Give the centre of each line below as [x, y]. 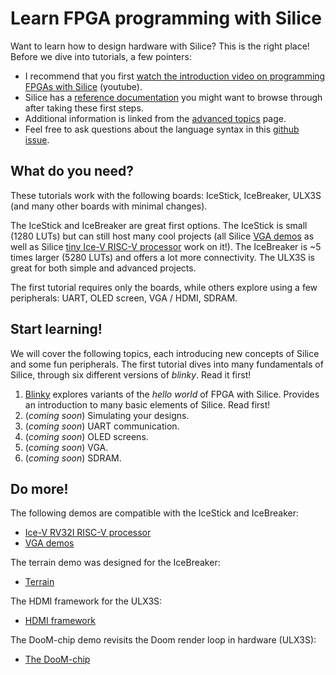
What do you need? [72, 171]
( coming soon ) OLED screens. [86, 436]
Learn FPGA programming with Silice [166, 18]
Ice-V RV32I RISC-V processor [88, 533]
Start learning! [56, 329]
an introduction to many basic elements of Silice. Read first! [147, 404]
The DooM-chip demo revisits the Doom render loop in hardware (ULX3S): [163, 640]
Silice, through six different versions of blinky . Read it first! [131, 374]
